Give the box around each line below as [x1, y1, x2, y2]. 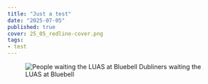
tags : [7, 37, 24, 44]
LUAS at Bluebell [25, 70, 75, 78]
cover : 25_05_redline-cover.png [7, 30, 103, 37]
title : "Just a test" [7, 10, 72, 18]
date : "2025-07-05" [7, 17, 66, 24]
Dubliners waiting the [138, 63, 202, 71]
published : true [7, 23, 56, 30]
